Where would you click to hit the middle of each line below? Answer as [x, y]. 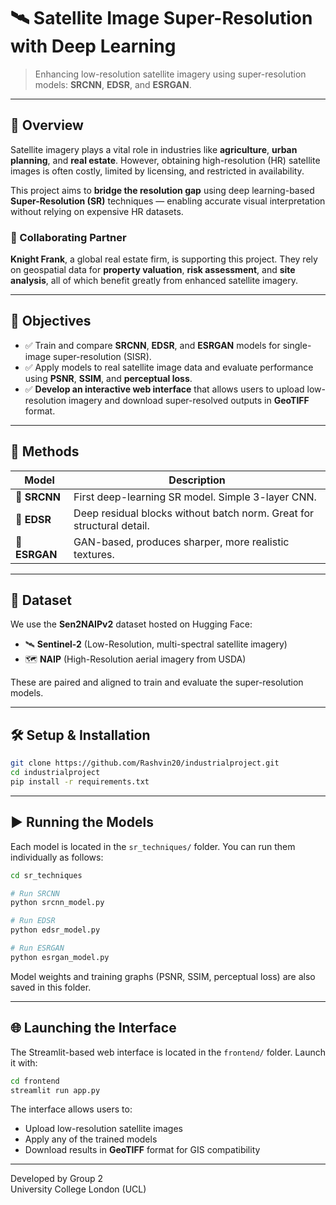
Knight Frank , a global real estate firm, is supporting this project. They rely [164, 259]
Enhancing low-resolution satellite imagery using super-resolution [170, 74]
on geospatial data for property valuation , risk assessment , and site [153, 270]
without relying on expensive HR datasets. [97, 211]
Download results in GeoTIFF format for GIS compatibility [142, 1150]
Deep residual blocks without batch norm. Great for [193, 513]
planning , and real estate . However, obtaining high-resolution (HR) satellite [165, 160]
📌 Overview [47, 125]
